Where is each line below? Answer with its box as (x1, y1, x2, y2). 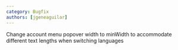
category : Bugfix (6, 8, 49, 15)
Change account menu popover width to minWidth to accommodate (6, 30, 172, 37)
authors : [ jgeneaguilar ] (6, 14, 68, 20)
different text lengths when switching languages (6, 37, 124, 44)
